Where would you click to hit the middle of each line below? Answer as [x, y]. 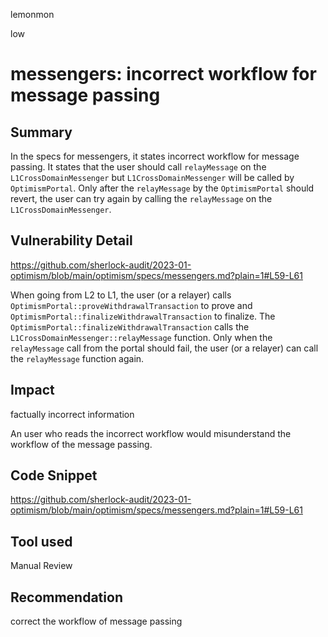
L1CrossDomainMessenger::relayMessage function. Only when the [141, 337]
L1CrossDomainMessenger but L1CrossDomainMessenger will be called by [152, 177]
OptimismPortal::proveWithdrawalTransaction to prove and [131, 305]
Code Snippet [54, 475]
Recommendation [66, 597]
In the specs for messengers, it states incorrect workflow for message [155, 156]
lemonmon [32, 14]
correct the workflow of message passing [96, 621]
